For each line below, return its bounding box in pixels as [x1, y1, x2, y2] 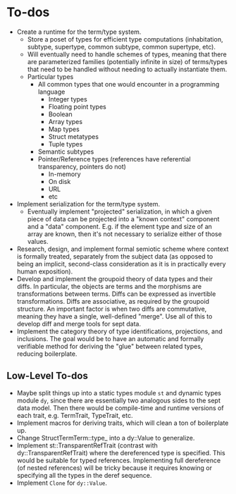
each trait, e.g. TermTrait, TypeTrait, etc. [16, 411, 133, 419]
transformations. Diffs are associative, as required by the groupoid [16, 297, 209, 305]
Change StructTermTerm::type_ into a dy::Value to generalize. [16, 433, 195, 442]
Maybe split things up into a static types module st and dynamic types [16, 388, 222, 397]
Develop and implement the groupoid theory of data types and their [16, 274, 213, 283]
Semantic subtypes [37, 147, 94, 156]
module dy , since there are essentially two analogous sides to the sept [16, 396, 221, 405]
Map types [48, 125, 80, 133]
